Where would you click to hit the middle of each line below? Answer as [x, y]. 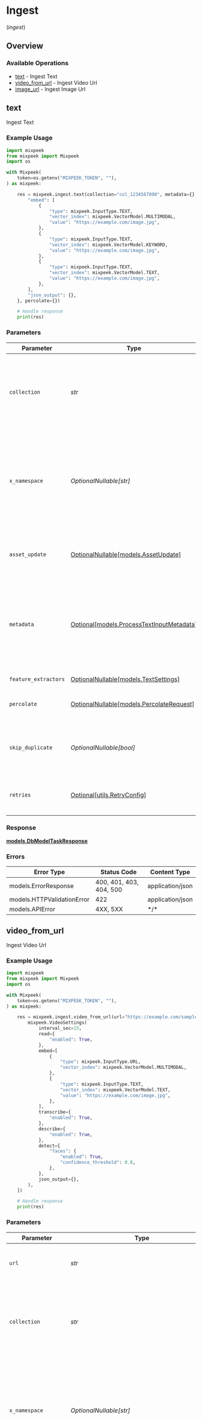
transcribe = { [54, 1112]
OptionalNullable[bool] [103, 747]
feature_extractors [37, 679]
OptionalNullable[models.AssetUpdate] [126, 554]
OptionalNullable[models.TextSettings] [125, 679]
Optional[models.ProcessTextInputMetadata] [134, 624]
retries [20, 795]
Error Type [49, 872]
